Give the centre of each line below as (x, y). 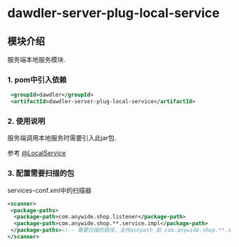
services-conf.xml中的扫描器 (49, 190)
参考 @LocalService (37, 153)
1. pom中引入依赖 (37, 80)
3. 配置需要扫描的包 (41, 174)
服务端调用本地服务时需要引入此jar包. (62, 138)
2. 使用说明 (26, 121)
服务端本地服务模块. (37, 59)
